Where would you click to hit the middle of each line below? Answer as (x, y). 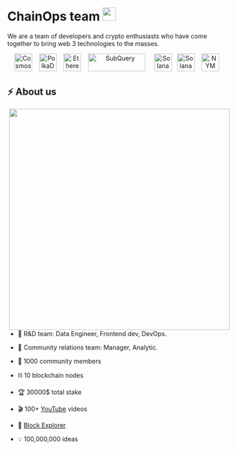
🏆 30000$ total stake (50, 392)
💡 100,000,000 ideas (48, 439)
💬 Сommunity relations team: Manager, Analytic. (88, 347)
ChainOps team (54, 17)
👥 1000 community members (59, 361)
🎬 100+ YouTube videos (52, 409)
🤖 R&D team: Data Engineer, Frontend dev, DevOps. (92, 333)
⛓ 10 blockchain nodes (50, 375)
